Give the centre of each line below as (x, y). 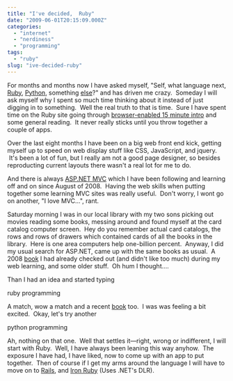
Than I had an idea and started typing (61, 279)
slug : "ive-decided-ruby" (45, 65)
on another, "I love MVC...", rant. (53, 201)
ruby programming (34, 293)
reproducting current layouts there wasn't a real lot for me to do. (99, 165)
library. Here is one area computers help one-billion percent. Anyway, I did (115, 243)
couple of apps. (30, 129)
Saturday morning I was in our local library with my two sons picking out (111, 214)
